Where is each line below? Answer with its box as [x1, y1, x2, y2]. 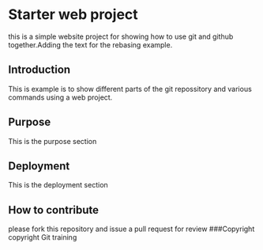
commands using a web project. [8, 93, 113, 102]
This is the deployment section [8, 180, 108, 190]
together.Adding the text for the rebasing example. [8, 40, 173, 49]
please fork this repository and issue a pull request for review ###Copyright [8, 224, 255, 234]
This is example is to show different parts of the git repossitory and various [8, 84, 253, 93]
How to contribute [8, 203, 100, 217]
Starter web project [8, 6, 138, 24]
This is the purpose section [8, 136, 97, 146]
